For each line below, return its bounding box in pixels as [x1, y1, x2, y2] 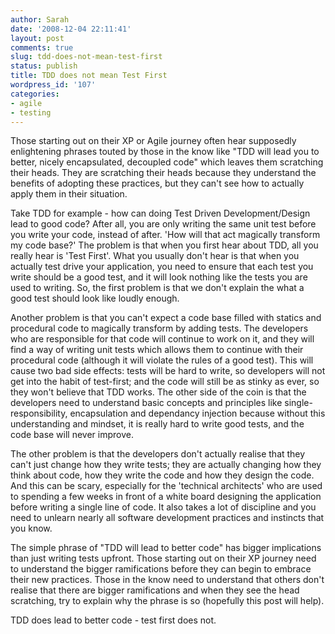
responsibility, [10, 407, 68, 420]
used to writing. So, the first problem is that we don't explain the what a [10, 282, 305, 294]
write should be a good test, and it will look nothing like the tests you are [10, 271, 308, 283]
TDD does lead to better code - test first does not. [10, 614, 217, 626]
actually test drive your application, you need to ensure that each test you [10, 261, 314, 273]
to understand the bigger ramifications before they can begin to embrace [10, 563, 312, 575]
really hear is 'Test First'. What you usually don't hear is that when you [10, 250, 300, 262]
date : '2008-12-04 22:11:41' [10, 24, 132, 34]
